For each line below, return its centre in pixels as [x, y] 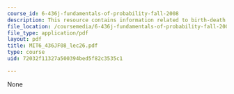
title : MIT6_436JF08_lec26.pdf [53, 46]
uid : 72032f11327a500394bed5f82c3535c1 [65, 59]
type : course [26, 53]
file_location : [29, 26]
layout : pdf [24, 39]
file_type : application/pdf [48, 33]
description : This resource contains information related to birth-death [117, 20]
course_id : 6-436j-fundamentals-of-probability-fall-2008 [93, 13]
